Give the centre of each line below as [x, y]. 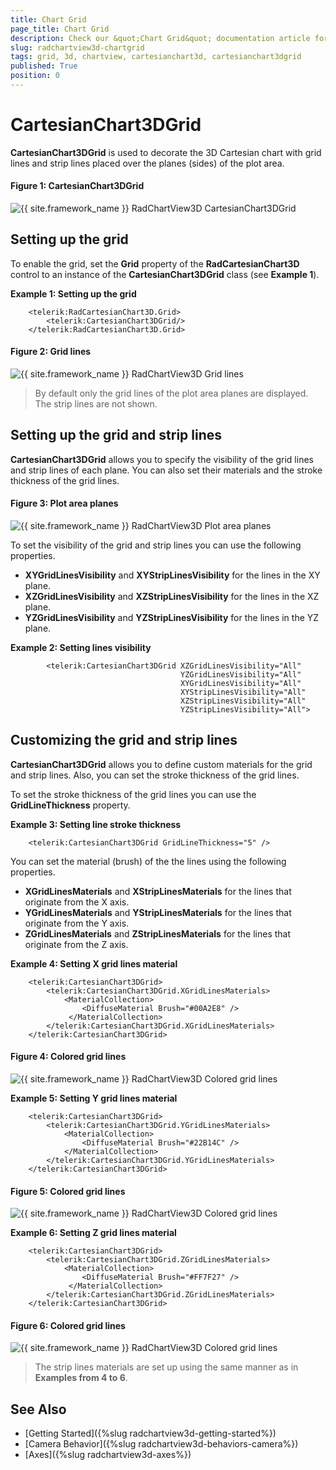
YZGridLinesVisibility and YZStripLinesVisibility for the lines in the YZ [172, 618]
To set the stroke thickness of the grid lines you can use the [133, 794]
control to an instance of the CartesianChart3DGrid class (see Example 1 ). [165, 274]
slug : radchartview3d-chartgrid [77, 47]
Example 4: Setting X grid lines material [94, 963]
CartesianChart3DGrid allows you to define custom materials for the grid [161, 764]
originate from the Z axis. [76, 944]
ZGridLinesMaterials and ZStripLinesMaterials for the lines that [158, 933]
